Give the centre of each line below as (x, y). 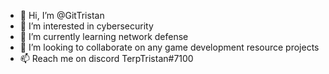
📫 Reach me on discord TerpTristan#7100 (106, 58)
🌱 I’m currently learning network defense (104, 36)
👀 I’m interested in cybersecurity (86, 26)
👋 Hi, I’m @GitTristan (62, 15)
